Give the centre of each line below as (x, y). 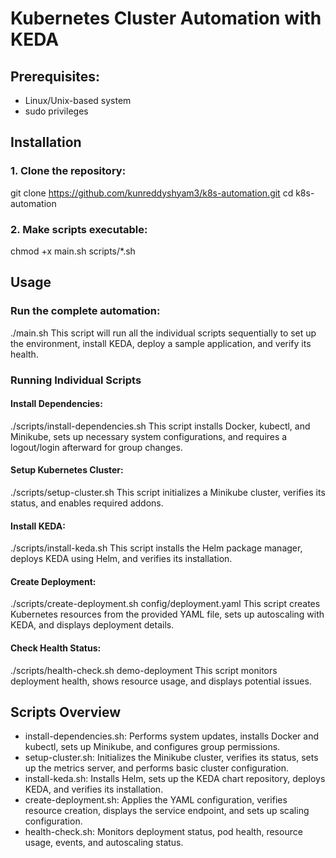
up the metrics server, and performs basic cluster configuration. (157, 768)
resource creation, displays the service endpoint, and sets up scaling (167, 811)
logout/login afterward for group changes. (96, 447)
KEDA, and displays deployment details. (92, 625)
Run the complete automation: (85, 311)
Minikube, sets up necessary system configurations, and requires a (149, 436)
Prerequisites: (55, 76)
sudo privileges (56, 111)
